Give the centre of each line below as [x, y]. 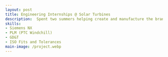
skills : [13, 24]
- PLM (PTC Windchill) [29, 33]
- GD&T [12, 38]
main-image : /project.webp [33, 47]
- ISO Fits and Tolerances [33, 42]
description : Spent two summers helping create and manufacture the [79, 19]
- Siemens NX [19, 28]
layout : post [19, 10]
